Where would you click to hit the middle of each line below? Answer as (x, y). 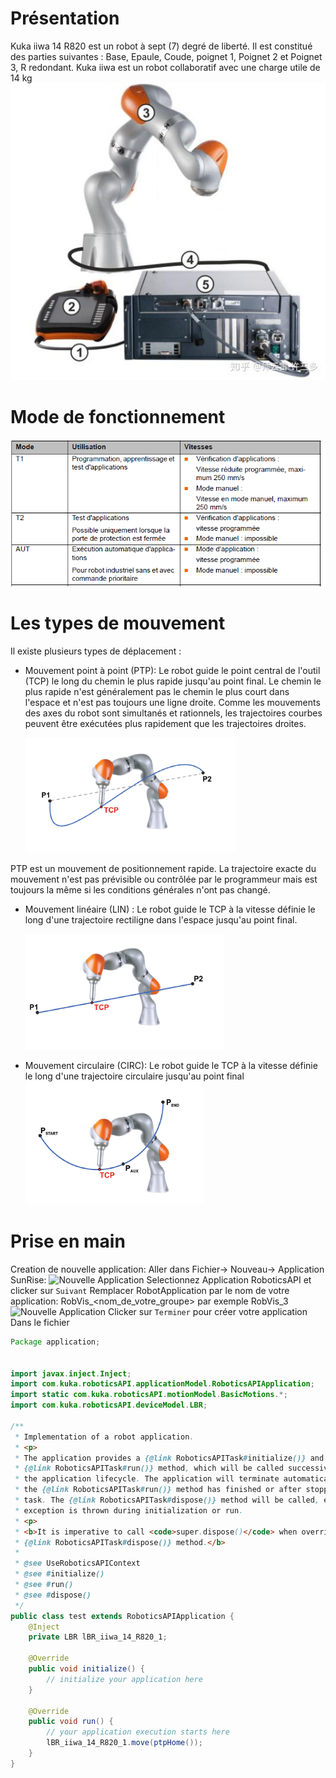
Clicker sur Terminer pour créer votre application (208, 1311)
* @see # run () (44, 1585)
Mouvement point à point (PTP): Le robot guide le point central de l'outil (172, 670)
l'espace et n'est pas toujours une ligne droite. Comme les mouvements (172, 702)
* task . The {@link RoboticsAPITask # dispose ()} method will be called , (167, 1500)
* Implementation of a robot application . (104, 1437)
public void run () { (71, 1722)
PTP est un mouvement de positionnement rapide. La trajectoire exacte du (163, 868)
